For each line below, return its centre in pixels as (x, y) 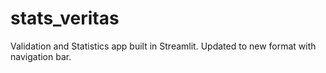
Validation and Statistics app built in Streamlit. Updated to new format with (163, 46)
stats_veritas (65, 18)
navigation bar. (41, 56)
